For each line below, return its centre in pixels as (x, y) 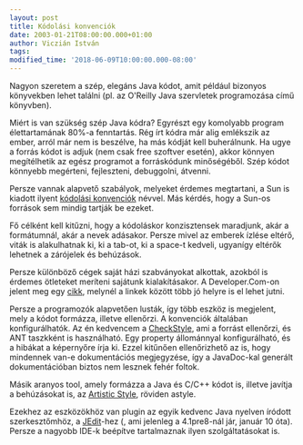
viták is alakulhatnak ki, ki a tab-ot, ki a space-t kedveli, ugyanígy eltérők (146, 245)
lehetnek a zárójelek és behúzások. (76, 254)
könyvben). (30, 105)
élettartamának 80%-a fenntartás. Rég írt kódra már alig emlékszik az (140, 132)
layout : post (34, 18)
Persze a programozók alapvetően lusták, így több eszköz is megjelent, (143, 309)
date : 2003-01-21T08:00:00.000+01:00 (81, 35)
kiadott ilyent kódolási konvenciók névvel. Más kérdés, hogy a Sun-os (140, 198)
